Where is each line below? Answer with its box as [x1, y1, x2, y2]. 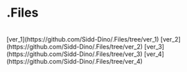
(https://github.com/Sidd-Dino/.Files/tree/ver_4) [6, 57, 143, 65]
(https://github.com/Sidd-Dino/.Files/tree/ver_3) [6, 50, 143, 58]
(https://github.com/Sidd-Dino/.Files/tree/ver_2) [6, 42, 143, 51]
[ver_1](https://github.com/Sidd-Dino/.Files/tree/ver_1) [6, 35, 159, 43]
